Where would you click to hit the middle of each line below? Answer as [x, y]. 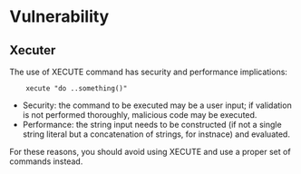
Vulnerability [59, 17]
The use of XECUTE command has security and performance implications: [149, 72]
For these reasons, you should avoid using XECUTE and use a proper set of [150, 152]
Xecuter [33, 50]
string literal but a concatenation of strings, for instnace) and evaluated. [156, 134]
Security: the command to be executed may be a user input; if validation [157, 105]
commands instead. [46, 161]
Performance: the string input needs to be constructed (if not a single [152, 125]
